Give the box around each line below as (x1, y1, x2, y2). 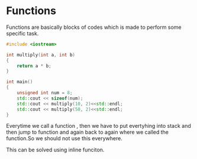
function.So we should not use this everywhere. (6, 135, 122, 142)
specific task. (6, 29, 39, 37)
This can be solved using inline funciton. (6, 146, 105, 154)
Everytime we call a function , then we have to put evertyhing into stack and (6, 122, 191, 130)
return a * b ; (17, 63, 51, 69)
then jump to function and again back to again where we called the (6, 128, 169, 136)
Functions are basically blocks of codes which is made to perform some (6, 24, 182, 31)
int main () (6, 79, 33, 85)
